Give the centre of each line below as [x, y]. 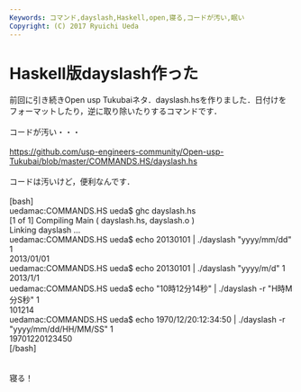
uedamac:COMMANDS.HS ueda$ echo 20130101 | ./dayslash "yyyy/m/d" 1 [147, 269]
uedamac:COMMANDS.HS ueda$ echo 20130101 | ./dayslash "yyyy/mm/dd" [150, 240]
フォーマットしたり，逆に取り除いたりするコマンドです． [116, 111]
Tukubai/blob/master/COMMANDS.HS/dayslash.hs [104, 161]
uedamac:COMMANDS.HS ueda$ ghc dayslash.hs [103, 211]
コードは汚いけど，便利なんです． [72, 182]
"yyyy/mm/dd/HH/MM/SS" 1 [62, 329]
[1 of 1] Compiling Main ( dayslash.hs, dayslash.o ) [102, 221]
